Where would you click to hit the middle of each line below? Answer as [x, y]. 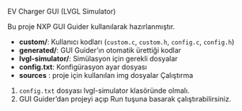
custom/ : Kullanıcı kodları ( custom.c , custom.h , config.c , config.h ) [127, 42]
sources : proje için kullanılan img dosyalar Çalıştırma [106, 75]
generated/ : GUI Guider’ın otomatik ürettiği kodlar [100, 50]
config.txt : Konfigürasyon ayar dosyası [83, 67]
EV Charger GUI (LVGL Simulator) [62, 11]
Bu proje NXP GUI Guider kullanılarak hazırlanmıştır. [91, 26]
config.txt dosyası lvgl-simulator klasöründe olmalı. [104, 91]
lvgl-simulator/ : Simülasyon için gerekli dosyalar [98, 59]
